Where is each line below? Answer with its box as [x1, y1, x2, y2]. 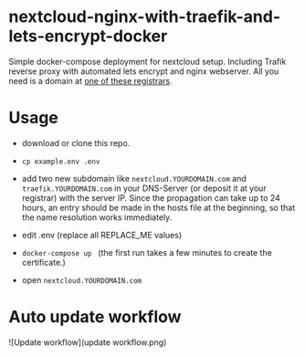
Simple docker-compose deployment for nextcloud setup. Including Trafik [8, 56, 287, 67]
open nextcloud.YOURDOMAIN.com [21, 274, 142, 285]
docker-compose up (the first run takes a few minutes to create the [21, 247, 273, 257]
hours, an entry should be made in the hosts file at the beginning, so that [21, 202, 296, 213]
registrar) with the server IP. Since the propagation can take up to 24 [21, 192, 280, 203]
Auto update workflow [8, 307, 182, 328]
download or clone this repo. [21, 137, 131, 148]
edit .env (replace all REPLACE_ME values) [21, 229, 183, 240]
